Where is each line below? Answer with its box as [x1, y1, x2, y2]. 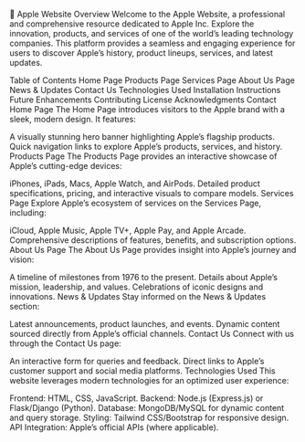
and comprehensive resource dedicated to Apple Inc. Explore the [9, 18, 255, 29]
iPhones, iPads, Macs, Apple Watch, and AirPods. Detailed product [9, 178, 260, 189]
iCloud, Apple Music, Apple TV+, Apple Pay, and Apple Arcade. [9, 225, 247, 236]
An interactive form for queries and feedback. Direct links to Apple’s [9, 356, 265, 366]
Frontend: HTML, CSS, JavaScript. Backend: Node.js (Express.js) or [9, 393, 264, 404]
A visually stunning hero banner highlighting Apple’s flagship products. [9, 132, 276, 142]
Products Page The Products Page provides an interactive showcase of [9, 151, 278, 162]
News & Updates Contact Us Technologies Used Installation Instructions [9, 85, 281, 95]
